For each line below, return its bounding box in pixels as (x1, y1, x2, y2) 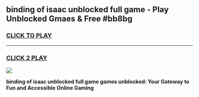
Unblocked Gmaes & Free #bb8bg (6, 14, 133, 24)
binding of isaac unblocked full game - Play (6, 5, 169, 15)
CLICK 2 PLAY (6, 53, 47, 62)
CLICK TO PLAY (6, 32, 52, 40)
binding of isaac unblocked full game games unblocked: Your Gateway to (6, 78, 190, 85)
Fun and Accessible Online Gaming (6, 84, 94, 91)
